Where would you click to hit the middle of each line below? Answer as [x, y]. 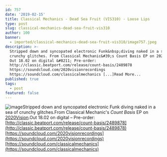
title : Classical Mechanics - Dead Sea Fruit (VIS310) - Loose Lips [78, 19]
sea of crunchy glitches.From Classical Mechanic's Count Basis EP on [77, 112]
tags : [11, 83]
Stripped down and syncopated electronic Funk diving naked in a [89, 107]
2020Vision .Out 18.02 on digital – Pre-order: [50, 118]
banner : [13, 38]
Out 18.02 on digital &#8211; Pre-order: [53, 61]
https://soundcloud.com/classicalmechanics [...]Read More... [75, 75]
